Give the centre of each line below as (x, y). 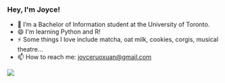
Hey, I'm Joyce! (34, 10)
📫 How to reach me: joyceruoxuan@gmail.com (84, 57)
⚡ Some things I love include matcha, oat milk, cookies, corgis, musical (118, 40)
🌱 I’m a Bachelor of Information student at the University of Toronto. (114, 25)
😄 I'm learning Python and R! (59, 32)
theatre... (30, 49)
